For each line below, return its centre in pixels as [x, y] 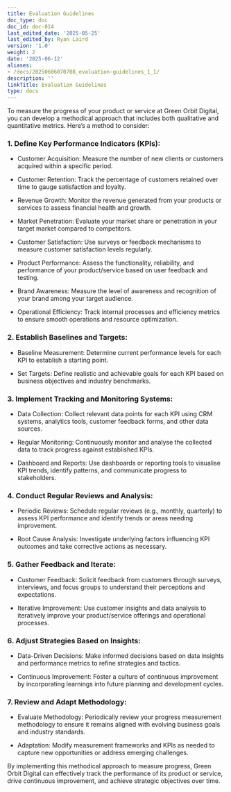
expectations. [37, 594]
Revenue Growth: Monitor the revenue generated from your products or [119, 200]
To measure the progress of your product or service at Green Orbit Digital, [113, 111]
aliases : [20, 65]
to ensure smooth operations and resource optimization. [97, 320]
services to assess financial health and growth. [85, 208]
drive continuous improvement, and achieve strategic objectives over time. [114, 781]
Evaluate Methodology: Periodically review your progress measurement [119, 717]
